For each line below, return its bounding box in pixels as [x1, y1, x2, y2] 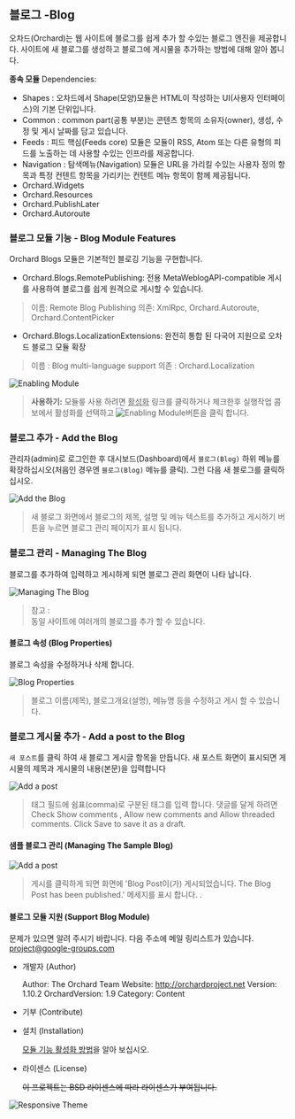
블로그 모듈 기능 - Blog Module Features [9, 232, 177, 244]
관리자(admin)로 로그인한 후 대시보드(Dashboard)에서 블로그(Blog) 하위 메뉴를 [9, 453, 281, 464]
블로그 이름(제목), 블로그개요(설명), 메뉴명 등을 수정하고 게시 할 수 [30, 695, 257, 706]
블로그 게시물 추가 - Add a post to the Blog [9, 730, 185, 743]
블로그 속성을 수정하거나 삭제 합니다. [9, 659, 134, 669]
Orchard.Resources [21, 189, 93, 200]
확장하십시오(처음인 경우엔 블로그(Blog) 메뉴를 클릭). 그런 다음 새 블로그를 [9, 465, 262, 475]
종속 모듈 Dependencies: [9, 73, 97, 84]
